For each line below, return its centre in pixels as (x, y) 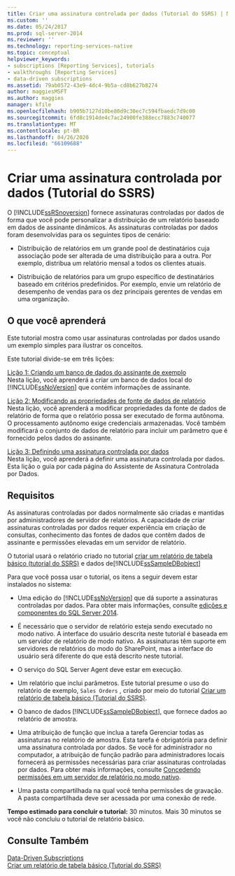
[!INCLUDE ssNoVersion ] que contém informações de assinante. (99, 387)
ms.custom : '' (28, 20)
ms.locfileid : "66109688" (45, 144)
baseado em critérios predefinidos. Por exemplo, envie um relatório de (119, 285)
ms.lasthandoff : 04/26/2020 (48, 137)
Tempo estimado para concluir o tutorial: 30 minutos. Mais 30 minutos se (114, 811)
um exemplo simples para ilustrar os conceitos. (75, 345)
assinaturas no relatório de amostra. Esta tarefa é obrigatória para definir (122, 740)
